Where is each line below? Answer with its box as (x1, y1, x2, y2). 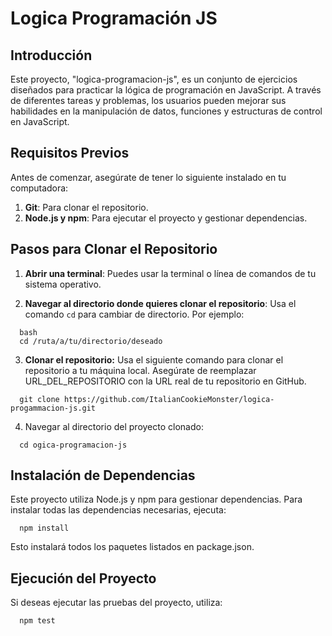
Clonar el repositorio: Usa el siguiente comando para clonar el (24, 353, 284, 366)
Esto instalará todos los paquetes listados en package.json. (10, 541, 255, 553)
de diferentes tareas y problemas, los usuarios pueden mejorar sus (10, 95, 287, 106)
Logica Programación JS (10, 7, 218, 30)
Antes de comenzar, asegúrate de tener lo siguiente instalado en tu (10, 171, 287, 183)
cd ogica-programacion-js (19, 440, 128, 450)
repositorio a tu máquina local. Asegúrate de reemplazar (24, 364, 257, 376)
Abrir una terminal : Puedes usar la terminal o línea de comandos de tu (24, 267, 317, 279)
